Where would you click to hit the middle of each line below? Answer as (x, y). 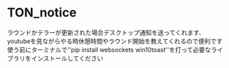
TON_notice (42, 13)
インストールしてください (67, 58)
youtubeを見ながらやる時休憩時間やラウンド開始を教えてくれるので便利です (115, 41)
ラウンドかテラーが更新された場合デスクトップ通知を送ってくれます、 (106, 32)
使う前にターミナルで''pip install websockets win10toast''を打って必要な (109, 49)
